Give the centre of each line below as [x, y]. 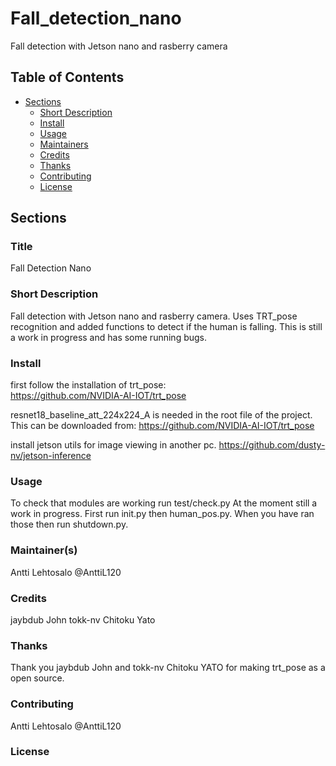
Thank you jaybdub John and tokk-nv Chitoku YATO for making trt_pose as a [168, 668]
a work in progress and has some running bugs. [109, 337]
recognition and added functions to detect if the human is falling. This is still [166, 326]
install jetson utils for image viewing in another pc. [113, 445]
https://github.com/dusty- [272, 445]
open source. [37, 678]
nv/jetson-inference [51, 456]
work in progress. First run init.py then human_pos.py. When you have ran [162, 514]
